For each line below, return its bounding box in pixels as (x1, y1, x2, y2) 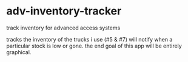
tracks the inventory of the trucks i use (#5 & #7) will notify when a (6, 36, 173, 43)
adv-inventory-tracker (6, 4, 122, 18)
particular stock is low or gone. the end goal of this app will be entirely (6, 42, 182, 49)
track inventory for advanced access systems (6, 24, 121, 31)
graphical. (6, 48, 32, 55)
